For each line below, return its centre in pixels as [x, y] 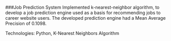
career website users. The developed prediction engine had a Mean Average [85, 18]
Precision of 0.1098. [26, 23]
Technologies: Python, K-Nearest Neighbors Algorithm [62, 33]
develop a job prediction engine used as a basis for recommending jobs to [83, 13]
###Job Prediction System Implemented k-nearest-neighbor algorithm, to [82, 7]
